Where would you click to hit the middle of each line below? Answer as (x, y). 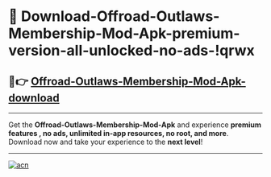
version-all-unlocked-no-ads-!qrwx (132, 51)
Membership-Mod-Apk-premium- (124, 33)
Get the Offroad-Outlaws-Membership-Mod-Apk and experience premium (135, 125)
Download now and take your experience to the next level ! (106, 142)
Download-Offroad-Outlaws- (121, 16)
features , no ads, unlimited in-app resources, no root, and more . (119, 133)
